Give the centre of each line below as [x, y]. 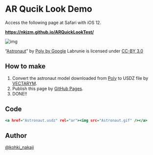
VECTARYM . [25, 83]
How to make [25, 66]
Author [16, 135]
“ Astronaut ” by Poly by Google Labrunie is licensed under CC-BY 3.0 [74, 51]
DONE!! [20, 93]
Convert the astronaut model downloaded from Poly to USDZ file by [80, 78]
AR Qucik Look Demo [49, 9]
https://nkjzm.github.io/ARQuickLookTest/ [50, 32]
